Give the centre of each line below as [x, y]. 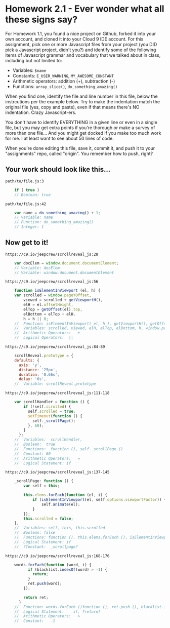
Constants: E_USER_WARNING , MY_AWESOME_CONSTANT [63, 75]
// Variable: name [34, 218]
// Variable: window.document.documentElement [64, 272]
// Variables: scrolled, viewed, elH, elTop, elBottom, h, [79, 328]
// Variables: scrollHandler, [48, 440]
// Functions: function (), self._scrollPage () [69, 449]
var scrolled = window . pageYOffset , [53, 295]
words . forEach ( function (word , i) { [53, 565]
